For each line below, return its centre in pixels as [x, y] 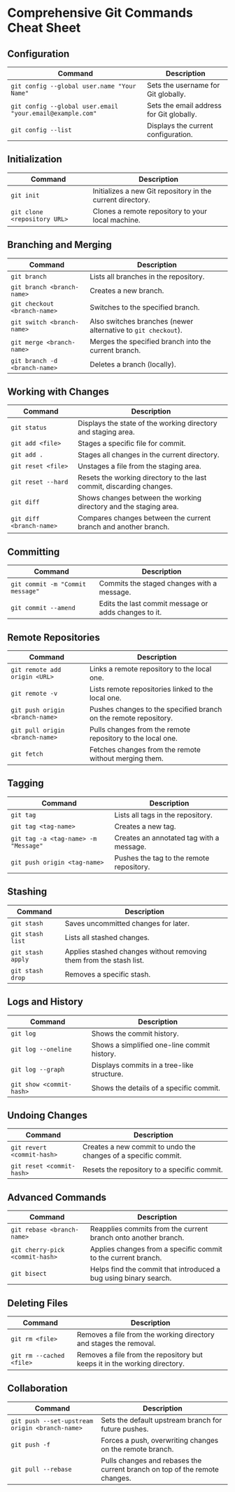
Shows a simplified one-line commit [151, 1045]
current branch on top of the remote [160, 1469]
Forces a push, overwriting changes [160, 1440]
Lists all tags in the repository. [164, 814]
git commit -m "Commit [48, 585]
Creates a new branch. [127, 291]
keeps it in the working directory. [131, 1364]
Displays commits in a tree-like [142, 1065]
